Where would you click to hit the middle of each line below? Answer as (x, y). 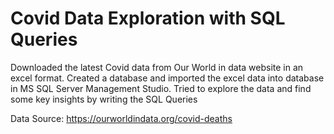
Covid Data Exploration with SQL (148, 18)
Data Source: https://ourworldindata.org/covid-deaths (121, 118)
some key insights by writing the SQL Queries (104, 99)
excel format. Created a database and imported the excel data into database (167, 78)
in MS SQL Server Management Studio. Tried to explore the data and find (161, 88)
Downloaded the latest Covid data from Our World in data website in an (157, 67)
